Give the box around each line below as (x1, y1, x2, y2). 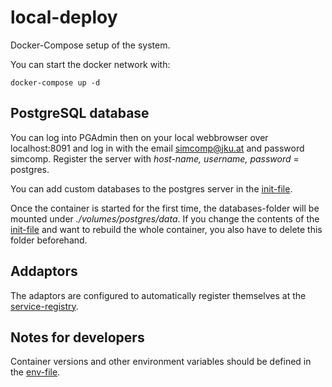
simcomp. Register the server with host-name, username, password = (10, 152, 300, 165)
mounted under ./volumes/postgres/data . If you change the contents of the (10, 212, 320, 225)
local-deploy (10, 6, 118, 29)
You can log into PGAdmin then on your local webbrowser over (10, 131, 269, 143)
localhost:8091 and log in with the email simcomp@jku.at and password (10, 142, 305, 154)
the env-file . (10, 366, 61, 378)
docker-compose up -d (10, 77, 101, 88)
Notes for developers (10, 329, 145, 346)
